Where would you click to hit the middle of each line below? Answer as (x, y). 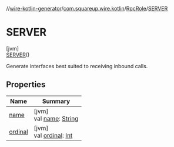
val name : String (56, 118)
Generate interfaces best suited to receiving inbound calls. (77, 66)
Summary (56, 101)
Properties (26, 85)
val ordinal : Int (53, 135)
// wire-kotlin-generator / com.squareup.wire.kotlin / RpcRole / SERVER (87, 9)
